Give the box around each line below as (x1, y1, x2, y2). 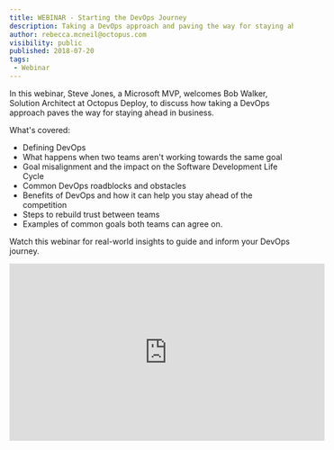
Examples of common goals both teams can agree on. (22, 218, 223, 229)
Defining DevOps (22, 141, 86, 153)
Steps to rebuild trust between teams (22, 209, 160, 220)
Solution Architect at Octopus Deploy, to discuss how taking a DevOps (9, 97, 270, 108)
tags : (9, 55, 30, 64)
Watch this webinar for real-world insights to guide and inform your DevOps (9, 236, 291, 247)
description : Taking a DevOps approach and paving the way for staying (9, 22, 284, 31)
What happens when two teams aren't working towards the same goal (22, 151, 283, 162)
